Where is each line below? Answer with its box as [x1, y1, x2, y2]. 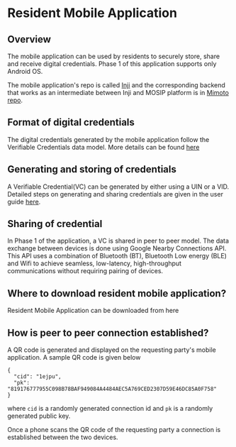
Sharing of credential [7, 218, 103, 230]
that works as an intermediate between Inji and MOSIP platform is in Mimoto [7, 89, 229, 96]
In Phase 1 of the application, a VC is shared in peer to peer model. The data [7, 236, 229, 245]
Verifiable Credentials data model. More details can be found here [7, 143, 200, 151]
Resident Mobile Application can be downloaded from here [7, 307, 179, 315]
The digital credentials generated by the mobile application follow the [7, 135, 210, 143]
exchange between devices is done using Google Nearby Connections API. [7, 244, 227, 253]
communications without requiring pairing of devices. [7, 267, 164, 275]
